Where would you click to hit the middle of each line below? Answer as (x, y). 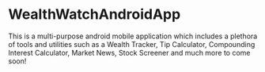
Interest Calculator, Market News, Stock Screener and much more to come (129, 52)
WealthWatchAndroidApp (95, 14)
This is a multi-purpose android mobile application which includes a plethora (133, 36)
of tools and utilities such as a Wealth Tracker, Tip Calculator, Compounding (132, 44)
